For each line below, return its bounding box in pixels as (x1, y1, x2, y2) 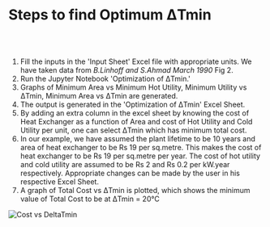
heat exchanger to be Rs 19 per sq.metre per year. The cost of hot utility (19, 151, 261, 161)
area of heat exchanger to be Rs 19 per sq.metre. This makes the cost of (19, 142, 262, 152)
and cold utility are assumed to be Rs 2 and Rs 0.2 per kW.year (19, 159, 230, 169)
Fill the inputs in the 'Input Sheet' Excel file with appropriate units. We (19, 57, 253, 66)
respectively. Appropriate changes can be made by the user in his (19, 168, 241, 178)
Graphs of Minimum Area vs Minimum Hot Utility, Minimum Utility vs (19, 82, 247, 92)
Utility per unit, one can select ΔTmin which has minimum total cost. (19, 125, 247, 135)
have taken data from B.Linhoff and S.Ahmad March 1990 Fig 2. (19, 65, 234, 74)
